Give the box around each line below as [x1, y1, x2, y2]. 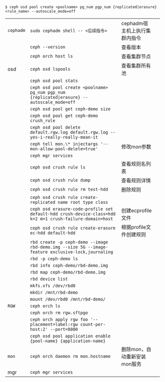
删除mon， [121, 346, 146, 353]
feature [30, 249, 48, 255]
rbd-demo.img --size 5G [30, 245, 86, 250]
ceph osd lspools [30, 66, 71, 72]
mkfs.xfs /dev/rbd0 [30, 283, 76, 288]
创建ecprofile [121, 207, 152, 214]
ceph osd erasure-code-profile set [30, 206, 113, 212]
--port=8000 [50, 327, 78, 332]
